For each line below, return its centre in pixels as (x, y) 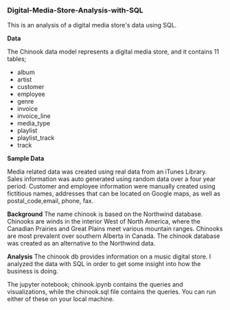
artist (24, 80)
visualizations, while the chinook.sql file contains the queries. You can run (112, 292)
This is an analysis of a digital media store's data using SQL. (92, 25)
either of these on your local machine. (61, 299)
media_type (33, 123)
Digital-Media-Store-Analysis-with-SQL (75, 10)
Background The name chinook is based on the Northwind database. (105, 214)
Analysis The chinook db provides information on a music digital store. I (109, 257)
